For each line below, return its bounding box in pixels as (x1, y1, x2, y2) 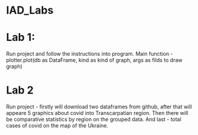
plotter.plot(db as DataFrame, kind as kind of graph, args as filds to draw (6, 57, 183, 64)
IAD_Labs (6, 4, 54, 17)
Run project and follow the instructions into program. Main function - (6, 50, 173, 57)
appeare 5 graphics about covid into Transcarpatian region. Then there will (6, 110, 189, 117)
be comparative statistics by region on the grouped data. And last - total (6, 116, 181, 123)
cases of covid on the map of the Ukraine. (6, 122, 109, 129)
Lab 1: (6, 31, 35, 44)
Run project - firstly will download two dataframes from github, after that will (6, 103, 192, 110)
